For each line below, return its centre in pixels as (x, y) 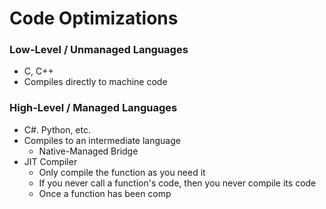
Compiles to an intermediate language (102, 140)
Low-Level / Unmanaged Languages (99, 50)
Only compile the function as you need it (122, 172)
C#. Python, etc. (57, 129)
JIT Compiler (50, 161)
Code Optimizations (94, 18)
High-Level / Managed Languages (93, 108)
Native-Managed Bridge (88, 151)
